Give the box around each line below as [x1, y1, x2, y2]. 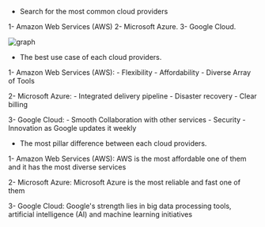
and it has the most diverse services [8, 162, 127, 172]
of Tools [8, 76, 36, 85]
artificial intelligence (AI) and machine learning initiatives [8, 210, 192, 219]
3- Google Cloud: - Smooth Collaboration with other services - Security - [8, 115, 247, 125]
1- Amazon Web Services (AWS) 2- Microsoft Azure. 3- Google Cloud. [8, 22, 237, 31]
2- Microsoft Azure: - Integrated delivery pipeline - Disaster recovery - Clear [8, 91, 257, 101]
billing [8, 100, 28, 109]
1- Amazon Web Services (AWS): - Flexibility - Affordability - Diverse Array [8, 68, 252, 77]
